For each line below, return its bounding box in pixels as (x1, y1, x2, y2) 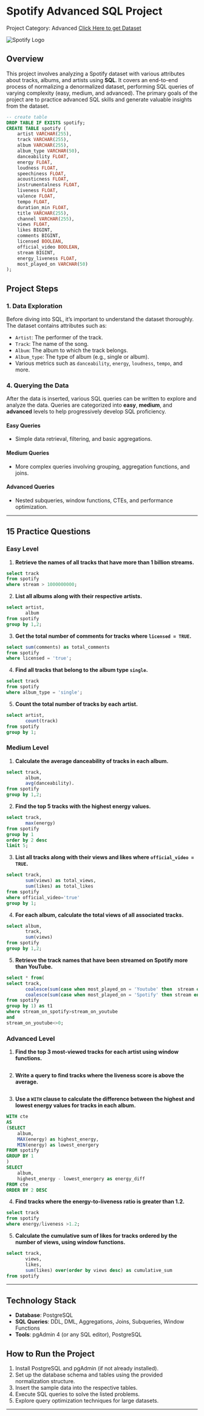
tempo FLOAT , (17, 199, 50, 205)
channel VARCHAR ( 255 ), (17, 216, 75, 222)
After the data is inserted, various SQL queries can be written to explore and (6, 395, 197, 402)
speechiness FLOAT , (17, 170, 67, 177)
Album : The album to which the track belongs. (15, 347, 129, 354)
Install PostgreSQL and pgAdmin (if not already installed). (15, 1365, 159, 1372)
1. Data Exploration (6, 302, 63, 310)
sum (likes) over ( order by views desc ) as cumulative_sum (25, 1267, 172, 1273)
